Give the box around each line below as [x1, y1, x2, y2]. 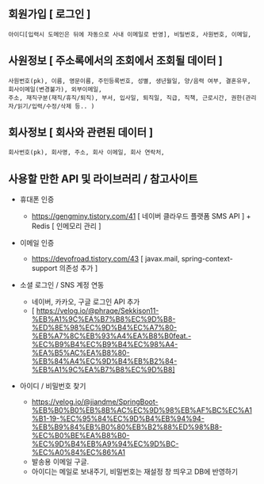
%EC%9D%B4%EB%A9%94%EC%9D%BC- [31, 439, 179, 449]
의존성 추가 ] [59, 264, 98, 273]
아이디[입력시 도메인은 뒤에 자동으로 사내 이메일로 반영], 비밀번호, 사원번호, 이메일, [8, 30, 252, 38]
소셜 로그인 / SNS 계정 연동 [19, 280, 105, 290]
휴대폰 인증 [19, 195, 55, 204]
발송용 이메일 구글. [31, 457, 90, 467]
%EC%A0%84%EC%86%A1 [31, 448, 125, 457]
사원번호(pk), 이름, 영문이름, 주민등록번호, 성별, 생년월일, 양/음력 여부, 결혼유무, [8, 77, 251, 85]
